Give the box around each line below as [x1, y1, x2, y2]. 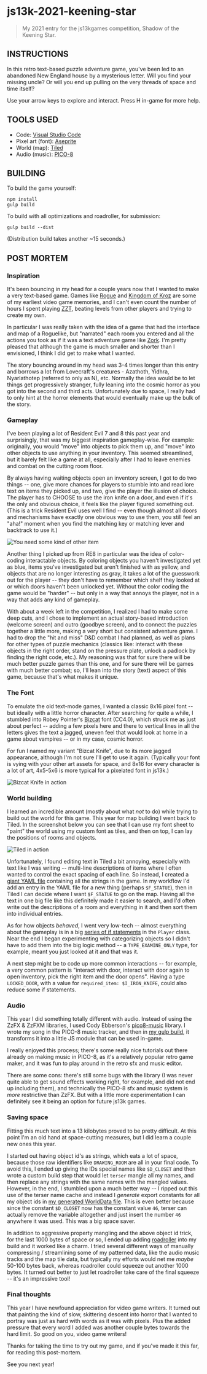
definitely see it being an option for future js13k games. [7, 1098, 146, 1105]
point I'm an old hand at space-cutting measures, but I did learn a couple [7, 1133, 192, 1141]
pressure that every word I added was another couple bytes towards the [7, 1324, 190, 1331]
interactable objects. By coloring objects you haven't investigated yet [26, 557, 201, 564]
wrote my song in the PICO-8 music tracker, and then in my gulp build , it [7, 1028, 190, 1036]
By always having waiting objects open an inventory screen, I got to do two [7, 474, 197, 482]
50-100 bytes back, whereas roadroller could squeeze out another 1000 [7, 1262, 189, 1269]
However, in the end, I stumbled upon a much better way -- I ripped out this [7, 1184, 198, 1192]
